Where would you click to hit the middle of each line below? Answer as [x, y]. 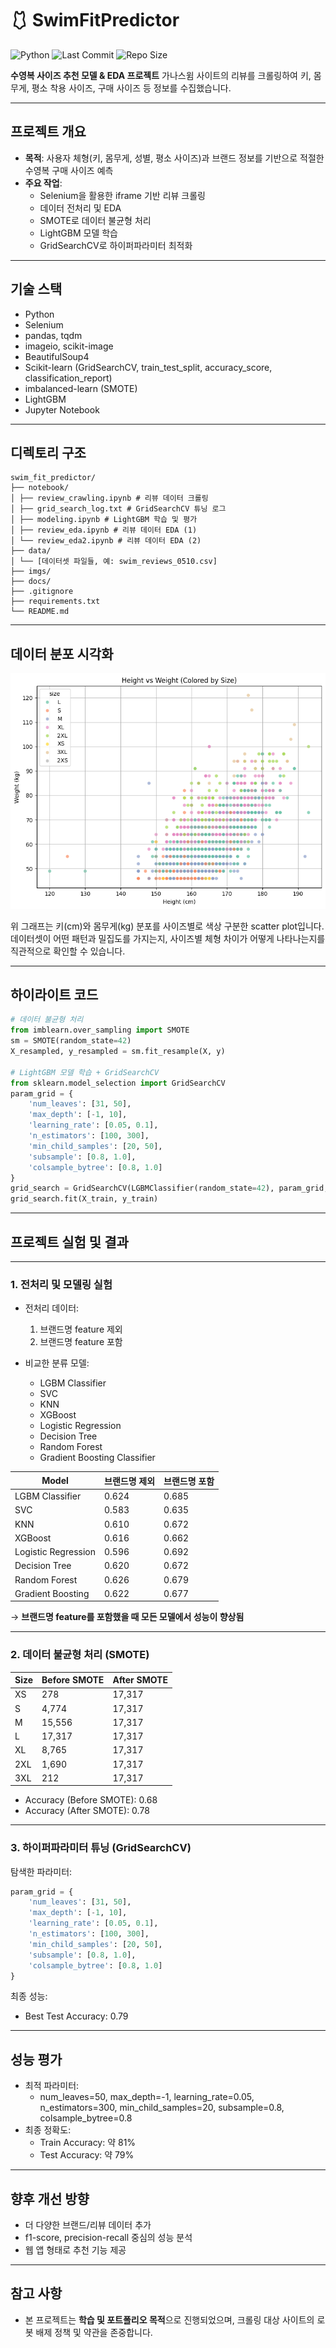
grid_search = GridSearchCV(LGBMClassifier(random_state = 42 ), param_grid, [169, 1188]
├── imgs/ [31, 572]
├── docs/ [31, 582]
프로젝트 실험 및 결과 [69, 1242]
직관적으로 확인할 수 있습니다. [68, 951]
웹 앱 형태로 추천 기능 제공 [75, 2250]
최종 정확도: [48, 2130]
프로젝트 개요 [48, 132]
